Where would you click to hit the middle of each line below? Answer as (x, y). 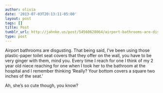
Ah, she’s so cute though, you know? (42, 85)
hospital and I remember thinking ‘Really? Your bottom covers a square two (80, 71)
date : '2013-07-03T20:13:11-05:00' (41, 14)
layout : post (18, 18)
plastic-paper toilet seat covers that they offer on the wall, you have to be (78, 55)
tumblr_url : (17, 32)
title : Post (17, 28)
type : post (16, 37)
